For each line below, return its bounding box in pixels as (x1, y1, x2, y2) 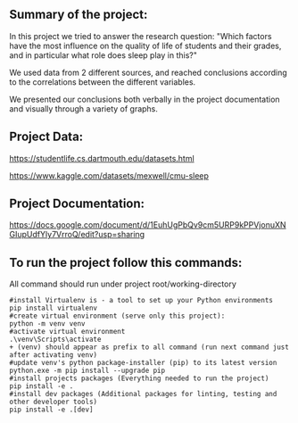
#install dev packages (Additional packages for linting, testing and (9, 390, 277, 399)
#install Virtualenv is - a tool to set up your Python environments (9, 296, 274, 305)
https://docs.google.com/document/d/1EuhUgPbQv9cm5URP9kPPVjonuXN (9, 220, 287, 230)
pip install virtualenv (9, 303, 98, 313)
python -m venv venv (9, 319, 87, 328)
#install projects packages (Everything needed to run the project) (9, 374, 269, 383)
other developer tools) (9, 397, 98, 407)
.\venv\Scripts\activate (9, 335, 102, 344)
